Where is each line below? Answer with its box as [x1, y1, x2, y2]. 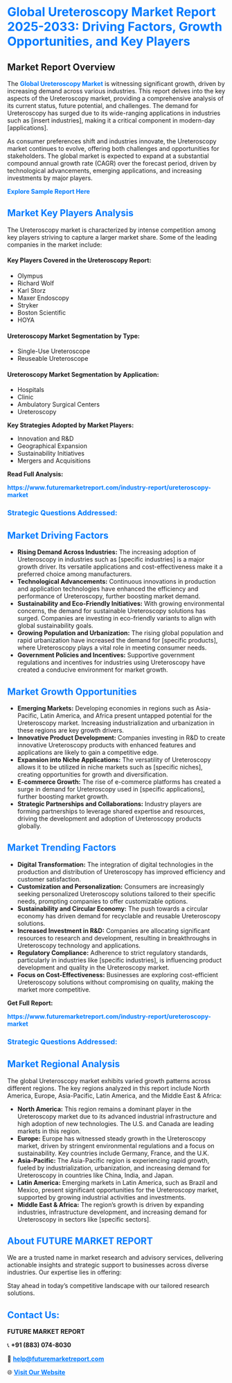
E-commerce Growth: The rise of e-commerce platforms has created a [17, 777, 222, 786]
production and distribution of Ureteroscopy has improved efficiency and [17, 867, 226, 876]
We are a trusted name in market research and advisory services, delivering [7, 1253, 224, 1262]
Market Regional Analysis [7, 1058, 121, 1070]
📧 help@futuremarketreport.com [7, 1355, 105, 1363]
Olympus [17, 271, 44, 280]
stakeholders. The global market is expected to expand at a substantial [7, 152, 209, 160]
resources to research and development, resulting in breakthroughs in [17, 934, 217, 942]
